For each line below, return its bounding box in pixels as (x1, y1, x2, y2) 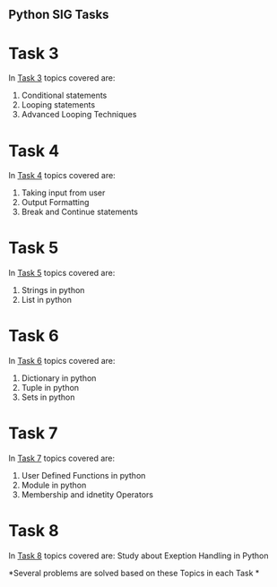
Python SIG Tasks (8, 7, 109, 22)
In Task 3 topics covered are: (8, 73, 116, 83)
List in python (21, 295, 73, 306)
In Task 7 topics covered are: (8, 453, 116, 464)
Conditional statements (21, 90, 108, 101)
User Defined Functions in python (21, 470, 146, 481)
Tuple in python (21, 383, 80, 393)
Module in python (21, 479, 87, 491)
